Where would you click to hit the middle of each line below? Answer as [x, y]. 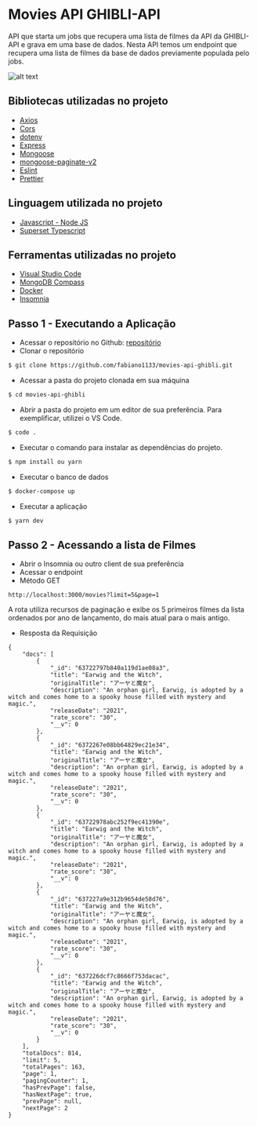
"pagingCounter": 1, [56, 1081]
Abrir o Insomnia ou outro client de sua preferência [101, 564]
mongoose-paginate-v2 [58, 162]
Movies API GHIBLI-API [84, 15]
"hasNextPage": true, [57, 1095]
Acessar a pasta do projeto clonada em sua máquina [104, 380]
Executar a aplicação [53, 506]
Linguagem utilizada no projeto [85, 203]
